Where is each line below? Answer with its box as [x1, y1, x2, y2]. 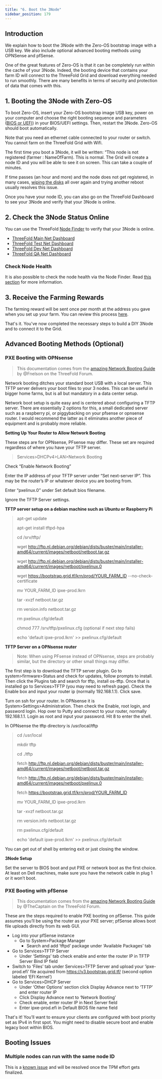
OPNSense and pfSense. [5, 53, 55, 59]
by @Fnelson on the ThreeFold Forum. [16, 371, 93, 376]
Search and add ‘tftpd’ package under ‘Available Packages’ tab [26, 943, 151, 949]
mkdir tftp [16, 742, 36, 747]
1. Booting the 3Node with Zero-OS [5, 97, 112, 105]
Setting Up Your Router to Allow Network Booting [5, 430, 105, 436]
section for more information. [5, 279, 63, 285]
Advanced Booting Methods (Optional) [5, 340, 124, 348]
